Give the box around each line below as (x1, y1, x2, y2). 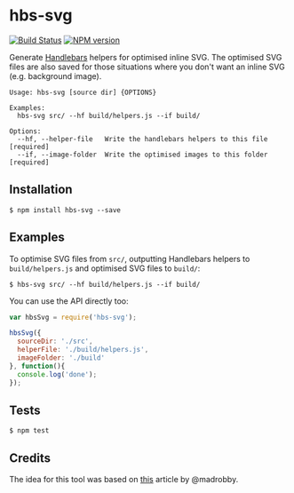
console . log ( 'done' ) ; (17, 370, 98, 378)
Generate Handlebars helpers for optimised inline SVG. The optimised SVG (9, 52, 282, 62)
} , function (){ (9, 362, 66, 370)
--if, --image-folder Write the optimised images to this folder (17, 150, 268, 159)
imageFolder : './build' (17, 354, 105, 362)
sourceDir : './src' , (17, 337, 93, 346)
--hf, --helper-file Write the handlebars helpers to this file (17, 134, 268, 143)
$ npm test (9, 426, 50, 435)
